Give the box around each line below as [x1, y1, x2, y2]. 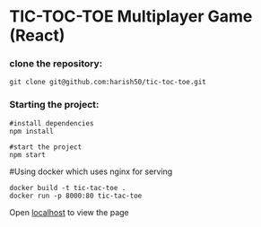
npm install [9, 127, 54, 135]
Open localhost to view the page [9, 206, 130, 217]
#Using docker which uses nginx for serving [9, 166, 173, 177]
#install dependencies [9, 118, 94, 127]
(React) [9, 25, 65, 46]
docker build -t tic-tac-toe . [9, 183, 126, 192]
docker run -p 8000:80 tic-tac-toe [9, 191, 143, 200]
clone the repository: [9, 57, 103, 70]
